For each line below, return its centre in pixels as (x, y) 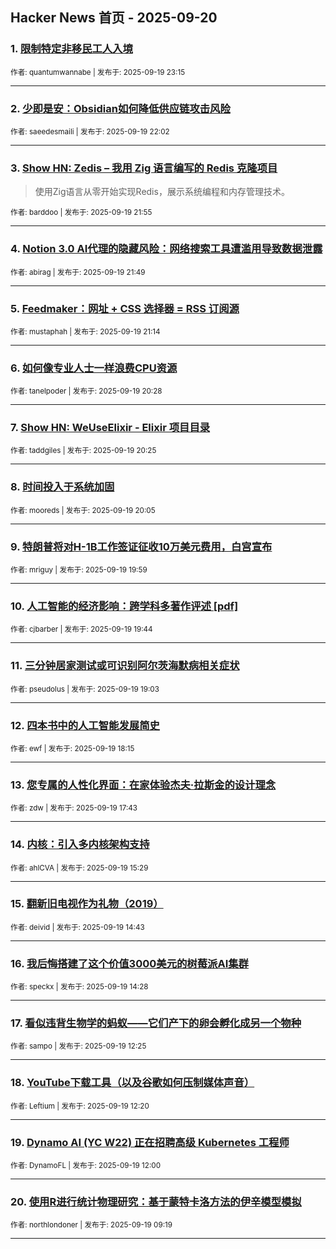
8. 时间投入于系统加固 (62, 487)
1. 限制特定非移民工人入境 (71, 49)
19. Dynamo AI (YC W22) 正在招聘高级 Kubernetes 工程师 (150, 1142)
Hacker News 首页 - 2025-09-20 (114, 18)
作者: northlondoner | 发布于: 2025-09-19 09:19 (91, 1225)
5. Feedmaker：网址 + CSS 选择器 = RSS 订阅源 (125, 308)
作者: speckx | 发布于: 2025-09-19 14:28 (79, 987)
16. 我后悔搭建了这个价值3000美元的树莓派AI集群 (129, 963)
